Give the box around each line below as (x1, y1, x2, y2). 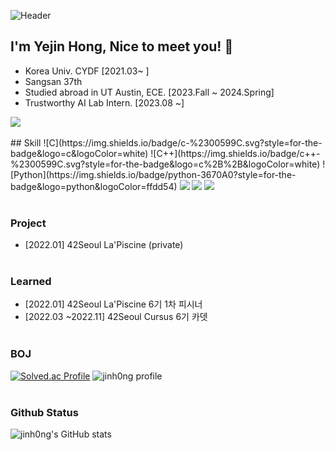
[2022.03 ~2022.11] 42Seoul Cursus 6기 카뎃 (24, 311, 208, 323)
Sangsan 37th (24, 75, 83, 87)
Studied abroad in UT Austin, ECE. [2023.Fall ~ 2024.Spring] (24, 86, 275, 98)
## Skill (10, 136, 42, 149)
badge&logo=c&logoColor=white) (10, 147, 149, 159)
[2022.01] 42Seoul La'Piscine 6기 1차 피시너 (24, 298, 203, 310)
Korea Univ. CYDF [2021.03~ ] (24, 65, 150, 77)
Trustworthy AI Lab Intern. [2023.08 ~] (24, 96, 185, 109)
